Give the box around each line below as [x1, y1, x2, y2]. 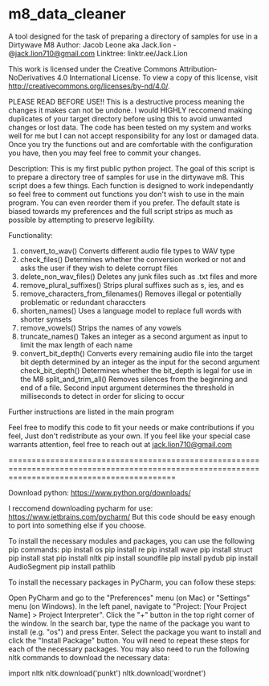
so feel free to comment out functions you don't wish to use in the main [8, 189, 245, 199]
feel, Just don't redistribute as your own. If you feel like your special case [8, 431, 251, 441]
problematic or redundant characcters [19, 297, 146, 306]
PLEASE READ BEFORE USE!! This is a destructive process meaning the [8, 97, 245, 106]
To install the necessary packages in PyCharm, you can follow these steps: [8, 577, 257, 587]
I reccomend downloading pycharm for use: [8, 503, 153, 513]
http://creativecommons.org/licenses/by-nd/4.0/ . [8, 81, 170, 91]
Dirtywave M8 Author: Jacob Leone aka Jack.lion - [8, 39, 177, 49]
